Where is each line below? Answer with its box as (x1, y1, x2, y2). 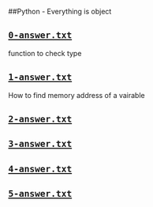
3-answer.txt (8, 138, 73, 149)
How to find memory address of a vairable (8, 90, 145, 100)
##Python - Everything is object (8, 7, 112, 16)
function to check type (8, 48, 82, 58)
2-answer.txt (8, 114, 73, 125)
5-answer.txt (8, 188, 73, 200)
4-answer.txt (8, 163, 73, 175)
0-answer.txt (8, 29, 73, 41)
